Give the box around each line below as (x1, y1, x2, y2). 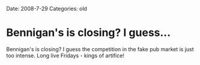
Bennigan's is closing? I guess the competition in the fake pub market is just (6, 45, 194, 52)
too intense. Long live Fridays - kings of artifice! (6, 52, 125, 59)
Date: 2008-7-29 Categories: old (6, 5, 87, 12)
